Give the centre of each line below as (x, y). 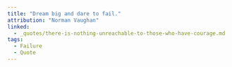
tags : (15, 40)
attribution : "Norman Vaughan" (53, 20)
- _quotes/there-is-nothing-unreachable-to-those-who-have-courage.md (120, 33)
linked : (19, 27)
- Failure (28, 46)
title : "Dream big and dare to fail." (64, 14)
